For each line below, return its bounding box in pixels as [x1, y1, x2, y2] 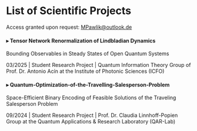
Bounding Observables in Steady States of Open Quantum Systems [6, 50, 169, 57]
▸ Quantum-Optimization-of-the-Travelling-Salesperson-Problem [6, 81, 170, 88]
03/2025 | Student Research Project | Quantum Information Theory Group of [6, 62, 191, 69]
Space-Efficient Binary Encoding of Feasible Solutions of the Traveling [6, 94, 176, 101]
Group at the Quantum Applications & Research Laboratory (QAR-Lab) [6, 118, 176, 125]
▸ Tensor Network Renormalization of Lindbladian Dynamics [6, 37, 156, 44]
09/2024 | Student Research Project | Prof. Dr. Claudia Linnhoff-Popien [6, 112, 178, 119]
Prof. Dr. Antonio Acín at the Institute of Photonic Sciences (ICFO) [6, 68, 165, 75]
